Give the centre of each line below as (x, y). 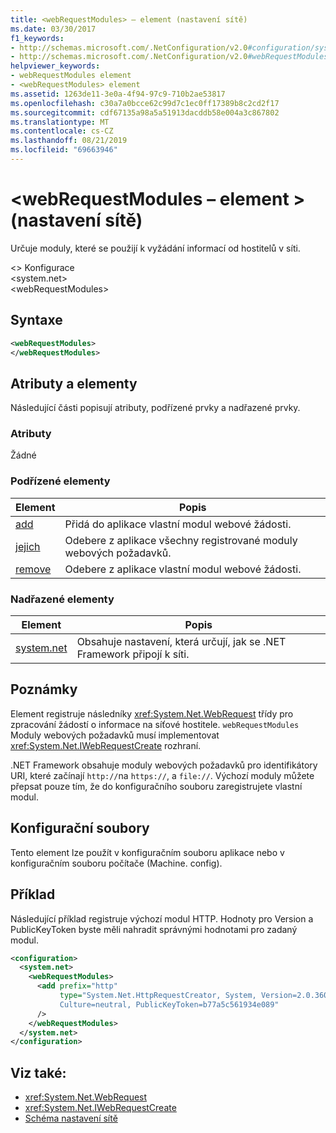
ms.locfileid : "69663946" (64, 150)
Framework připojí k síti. (133, 654)
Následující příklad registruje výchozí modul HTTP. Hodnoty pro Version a (162, 918)
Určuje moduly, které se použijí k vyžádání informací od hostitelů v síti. (155, 248)
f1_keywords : (37, 38)
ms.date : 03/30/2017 (53, 29)
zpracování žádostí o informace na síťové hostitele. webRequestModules (155, 724)
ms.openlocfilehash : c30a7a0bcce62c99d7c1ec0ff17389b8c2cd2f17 (145, 103)
